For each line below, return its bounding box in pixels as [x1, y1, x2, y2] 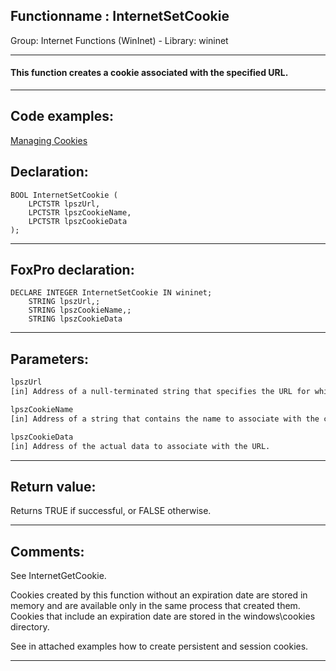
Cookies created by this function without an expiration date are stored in [10, 589, 308, 601]
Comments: [10, 543, 85, 560]
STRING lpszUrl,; [28, 297, 101, 307]
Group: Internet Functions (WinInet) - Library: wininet [10, 34, 229, 46]
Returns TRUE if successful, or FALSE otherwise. [10, 505, 212, 517]
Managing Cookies [10, 134, 88, 146]
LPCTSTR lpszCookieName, [28, 207, 132, 218]
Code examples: [10, 108, 114, 125]
